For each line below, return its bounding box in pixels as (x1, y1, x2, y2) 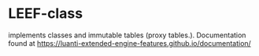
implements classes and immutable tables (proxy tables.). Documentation (8, 30, 246, 40)
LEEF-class (8, 5, 83, 23)
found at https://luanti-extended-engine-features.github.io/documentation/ (8, 38, 252, 47)
